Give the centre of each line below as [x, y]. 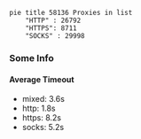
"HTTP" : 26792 [53, 20]
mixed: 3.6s [43, 99]
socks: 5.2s [43, 127]
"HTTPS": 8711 [51, 28]
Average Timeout [42, 79]
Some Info [32, 58]
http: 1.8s [39, 108]
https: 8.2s [42, 118]
